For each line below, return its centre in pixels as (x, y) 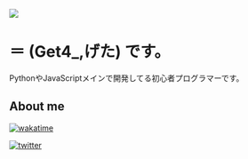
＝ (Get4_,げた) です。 (90, 52)
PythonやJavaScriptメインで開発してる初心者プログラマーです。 (127, 78)
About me (37, 107)
